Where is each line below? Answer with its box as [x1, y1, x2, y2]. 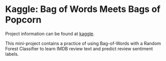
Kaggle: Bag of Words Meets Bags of [5, 3, 161, 15]
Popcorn [5, 14, 41, 25]
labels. [5, 51, 19, 57]
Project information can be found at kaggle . [5, 30, 95, 36]
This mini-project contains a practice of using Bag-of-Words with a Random [5, 40, 161, 46]
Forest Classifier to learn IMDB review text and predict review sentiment [5, 45, 153, 51]
